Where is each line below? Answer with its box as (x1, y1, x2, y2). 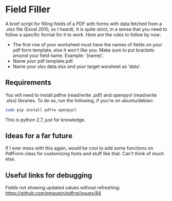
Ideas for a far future (5, 132, 73, 140)
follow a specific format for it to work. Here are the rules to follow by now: (5, 31, 161, 38)
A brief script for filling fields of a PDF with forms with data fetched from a (5, 21, 162, 27)
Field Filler (5, 4, 50, 15)
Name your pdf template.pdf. (12, 58, 74, 64)
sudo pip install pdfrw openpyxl (5, 107, 77, 113)
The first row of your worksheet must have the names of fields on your (12, 41, 163, 47)
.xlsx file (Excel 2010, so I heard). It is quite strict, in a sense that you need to (5, 26, 167, 32)
